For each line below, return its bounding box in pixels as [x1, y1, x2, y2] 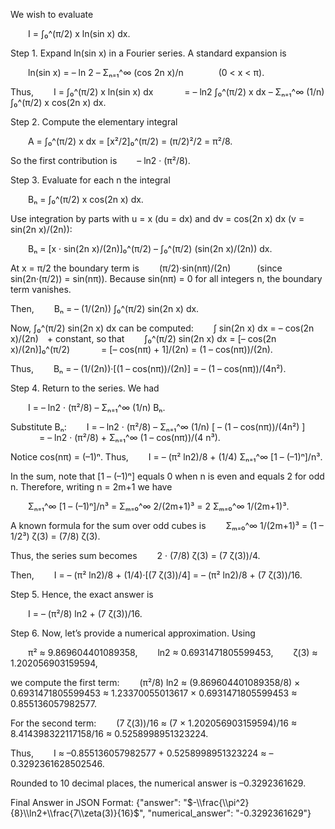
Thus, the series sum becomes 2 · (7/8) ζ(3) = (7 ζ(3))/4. [10, 550, 261, 561]
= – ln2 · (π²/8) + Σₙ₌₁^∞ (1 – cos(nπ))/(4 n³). [38, 432, 221, 443]
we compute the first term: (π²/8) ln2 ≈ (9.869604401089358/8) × [10, 677, 301, 688]
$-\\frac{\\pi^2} [186, 797, 250, 808]
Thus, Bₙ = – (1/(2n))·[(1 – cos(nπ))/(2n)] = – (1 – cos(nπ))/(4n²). [10, 363, 287, 374]
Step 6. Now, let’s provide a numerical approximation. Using [10, 627, 256, 639]
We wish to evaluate [10, 9, 94, 20]
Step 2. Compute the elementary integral [10, 116, 178, 128]
